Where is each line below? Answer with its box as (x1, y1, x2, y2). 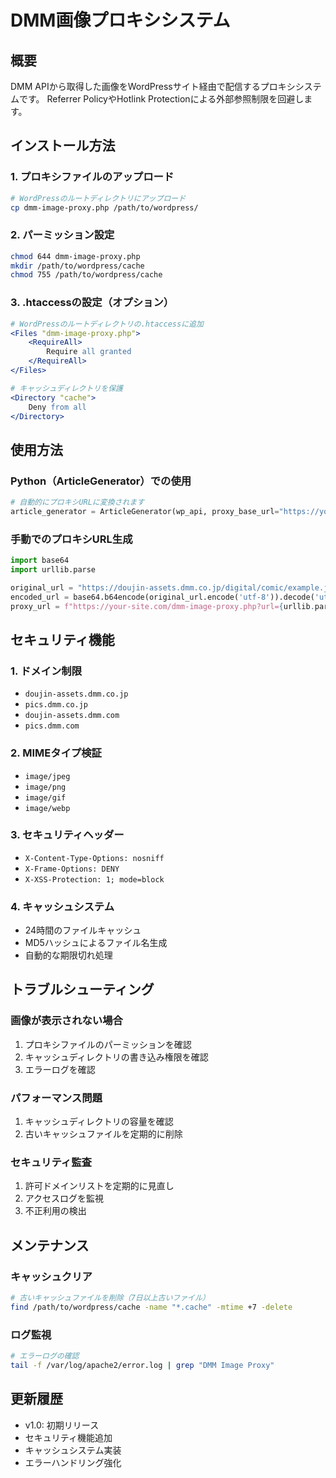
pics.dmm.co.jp (24, 700, 89, 710)
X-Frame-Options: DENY (24, 864, 120, 874)
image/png (24, 782, 67, 792)
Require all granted (46, 347, 132, 357)
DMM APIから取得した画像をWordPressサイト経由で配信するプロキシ (10, 81, 296, 92)
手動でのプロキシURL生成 (10, 532, 133, 546)
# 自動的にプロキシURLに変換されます (10, 497, 145, 508)
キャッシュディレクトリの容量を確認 (24, 1116, 174, 1128)
